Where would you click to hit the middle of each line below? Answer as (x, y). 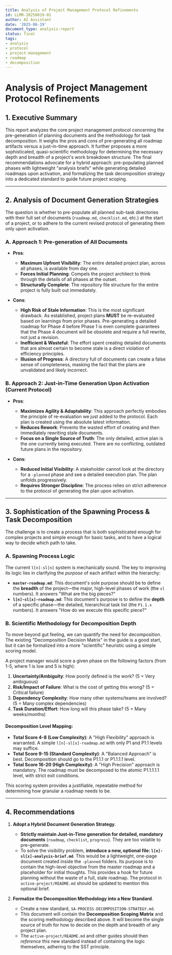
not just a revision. (40, 337)
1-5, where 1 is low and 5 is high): (40, 666)
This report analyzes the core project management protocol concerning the (85, 130)
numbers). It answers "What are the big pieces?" (64, 593)
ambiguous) (25, 682)
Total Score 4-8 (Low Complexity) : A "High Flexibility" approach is (83, 738)
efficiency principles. (42, 354)
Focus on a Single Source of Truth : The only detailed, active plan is (92, 438)
